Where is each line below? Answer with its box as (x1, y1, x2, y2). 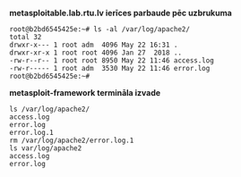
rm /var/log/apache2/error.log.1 (9, 136, 134, 145)
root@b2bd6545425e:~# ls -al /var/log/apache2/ (9, 25, 191, 34)
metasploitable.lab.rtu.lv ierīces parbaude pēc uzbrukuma (9, 8, 233, 18)
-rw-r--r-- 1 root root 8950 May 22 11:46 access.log (9, 56, 215, 65)
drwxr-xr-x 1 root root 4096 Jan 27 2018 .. (9, 48, 182, 57)
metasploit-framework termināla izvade (9, 88, 161, 97)
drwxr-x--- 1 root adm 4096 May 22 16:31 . (9, 40, 178, 49)
